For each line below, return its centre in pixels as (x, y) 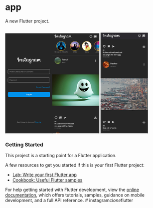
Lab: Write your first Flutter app (45, 175)
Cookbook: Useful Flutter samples (47, 180)
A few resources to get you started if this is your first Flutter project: (75, 165)
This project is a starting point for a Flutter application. (61, 156)
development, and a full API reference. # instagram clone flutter (69, 201)
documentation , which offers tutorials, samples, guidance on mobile (75, 195)
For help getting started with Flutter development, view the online (72, 190)
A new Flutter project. (27, 21)
